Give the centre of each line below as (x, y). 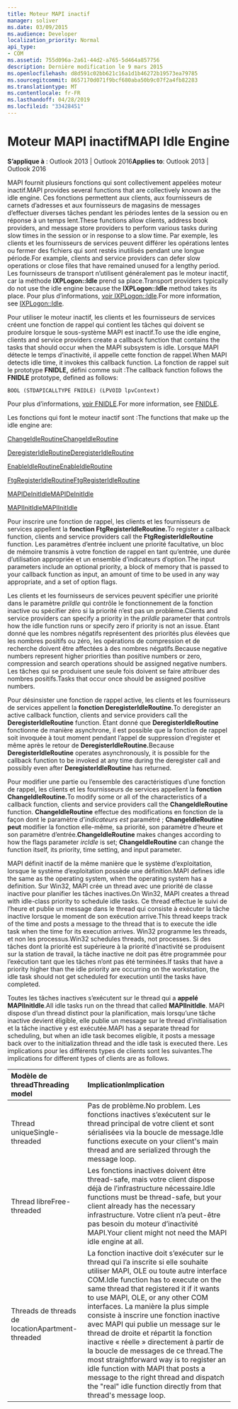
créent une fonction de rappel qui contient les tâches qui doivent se (106, 325)
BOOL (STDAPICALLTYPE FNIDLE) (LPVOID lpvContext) (84, 390)
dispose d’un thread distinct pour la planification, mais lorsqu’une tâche (112, 1013)
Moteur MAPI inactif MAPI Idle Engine (119, 142)
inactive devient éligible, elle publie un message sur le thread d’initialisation (117, 1020)
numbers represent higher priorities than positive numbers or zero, (104, 656)
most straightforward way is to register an (157, 1359)
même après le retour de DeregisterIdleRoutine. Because (91, 745)
